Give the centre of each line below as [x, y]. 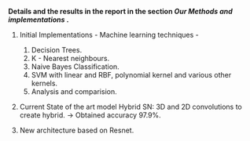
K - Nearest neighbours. [70, 58]
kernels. [44, 83]
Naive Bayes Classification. [75, 67]
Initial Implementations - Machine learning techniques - [109, 35]
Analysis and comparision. [74, 92]
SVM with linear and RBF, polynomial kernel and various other [131, 75]
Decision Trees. [57, 50]
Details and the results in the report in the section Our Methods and [121, 11]
